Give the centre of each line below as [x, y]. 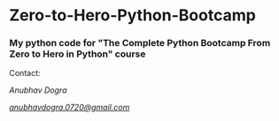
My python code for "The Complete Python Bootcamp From [140, 43]
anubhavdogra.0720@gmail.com [70, 108]
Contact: [25, 73]
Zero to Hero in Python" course [77, 54]
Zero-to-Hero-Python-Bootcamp [133, 15]
